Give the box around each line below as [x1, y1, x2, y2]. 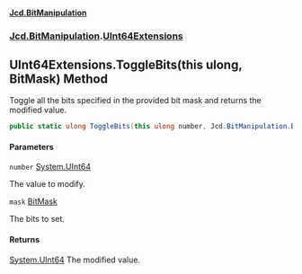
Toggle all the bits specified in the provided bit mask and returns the [9, 95, 262, 106]
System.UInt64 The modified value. [9, 254, 141, 265]
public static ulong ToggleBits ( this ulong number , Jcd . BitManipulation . [9, 122, 292, 131]
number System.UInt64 [9, 162, 92, 172]
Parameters [9, 141, 54, 152]
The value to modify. [9, 179, 85, 190]
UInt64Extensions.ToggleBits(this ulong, [9, 57, 243, 72]
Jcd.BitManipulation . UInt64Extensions [9, 30, 183, 42]
